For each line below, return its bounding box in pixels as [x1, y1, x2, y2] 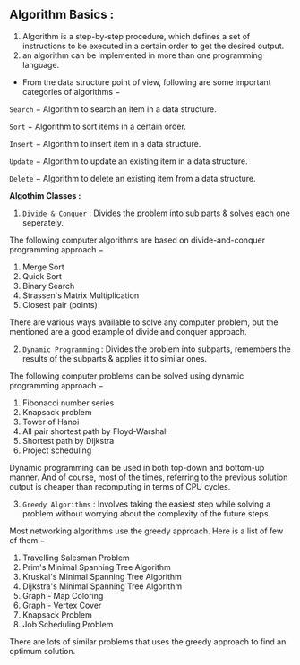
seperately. [21, 217, 64, 227]
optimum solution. [9, 645, 76, 656]
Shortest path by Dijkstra [21, 435, 115, 446]
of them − [9, 534, 46, 545]
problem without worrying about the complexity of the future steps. [21, 507, 271, 518]
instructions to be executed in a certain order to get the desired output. [21, 40, 285, 51]
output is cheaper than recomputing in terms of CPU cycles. [9, 481, 231, 491]
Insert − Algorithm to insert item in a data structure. [9, 138, 201, 149]
